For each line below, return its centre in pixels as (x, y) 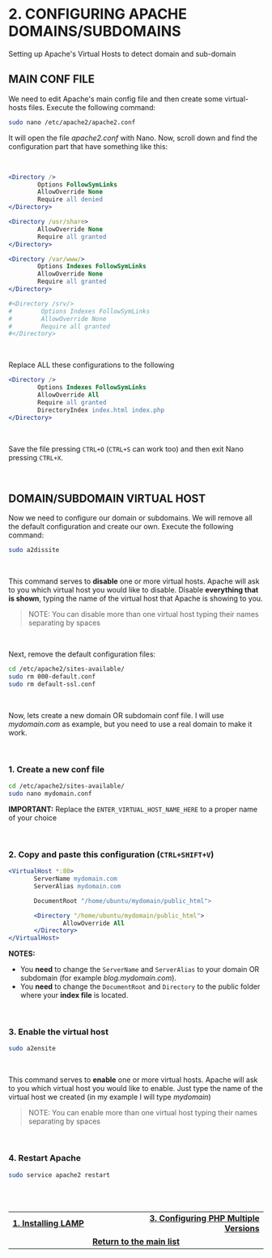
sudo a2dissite (34, 550)
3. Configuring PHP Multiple (204, 1218)
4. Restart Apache (45, 1158)
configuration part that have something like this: (88, 146)
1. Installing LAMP (49, 1223)
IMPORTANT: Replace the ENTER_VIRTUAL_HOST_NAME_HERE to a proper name (133, 809)
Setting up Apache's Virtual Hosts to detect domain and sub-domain (122, 53)
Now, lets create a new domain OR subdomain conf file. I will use (116, 715)
